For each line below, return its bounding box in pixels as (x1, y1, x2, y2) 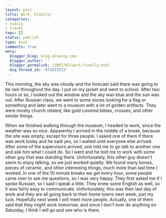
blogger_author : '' (9, 58, 50, 63)
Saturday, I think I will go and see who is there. (5, 207, 100, 213)
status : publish (5, 35, 39, 40)
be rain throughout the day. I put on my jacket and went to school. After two (5, 87, 160, 92)
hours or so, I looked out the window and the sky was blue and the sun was (5, 92, 160, 98)
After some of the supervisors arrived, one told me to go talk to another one (5, 144, 161, 149)
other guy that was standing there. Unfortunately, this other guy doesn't (5, 154, 153, 160)
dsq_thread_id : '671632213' (9, 68, 68, 73)
